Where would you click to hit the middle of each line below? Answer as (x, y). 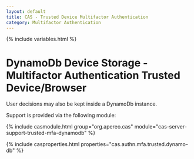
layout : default (26, 11)
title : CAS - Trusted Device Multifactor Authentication (77, 17)
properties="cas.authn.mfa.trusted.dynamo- (134, 144)
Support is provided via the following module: (61, 116)
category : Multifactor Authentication (53, 22)
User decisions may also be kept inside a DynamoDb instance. (82, 104)
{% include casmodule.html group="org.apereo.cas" (70, 127)
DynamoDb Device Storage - (77, 63)
